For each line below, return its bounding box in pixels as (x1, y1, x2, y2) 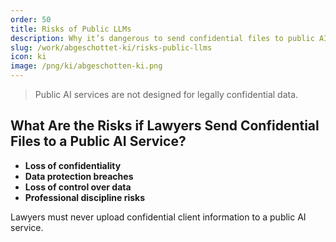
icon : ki (10, 52, 47, 62)
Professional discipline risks (24, 191, 146, 203)
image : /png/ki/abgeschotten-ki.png (10, 61, 163, 71)
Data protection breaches (24, 170, 134, 182)
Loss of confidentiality (24, 159, 122, 171)
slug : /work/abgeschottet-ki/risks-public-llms (10, 42, 213, 53)
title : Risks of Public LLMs (10, 24, 132, 34)
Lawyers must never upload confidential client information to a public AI (10, 211, 307, 223)
